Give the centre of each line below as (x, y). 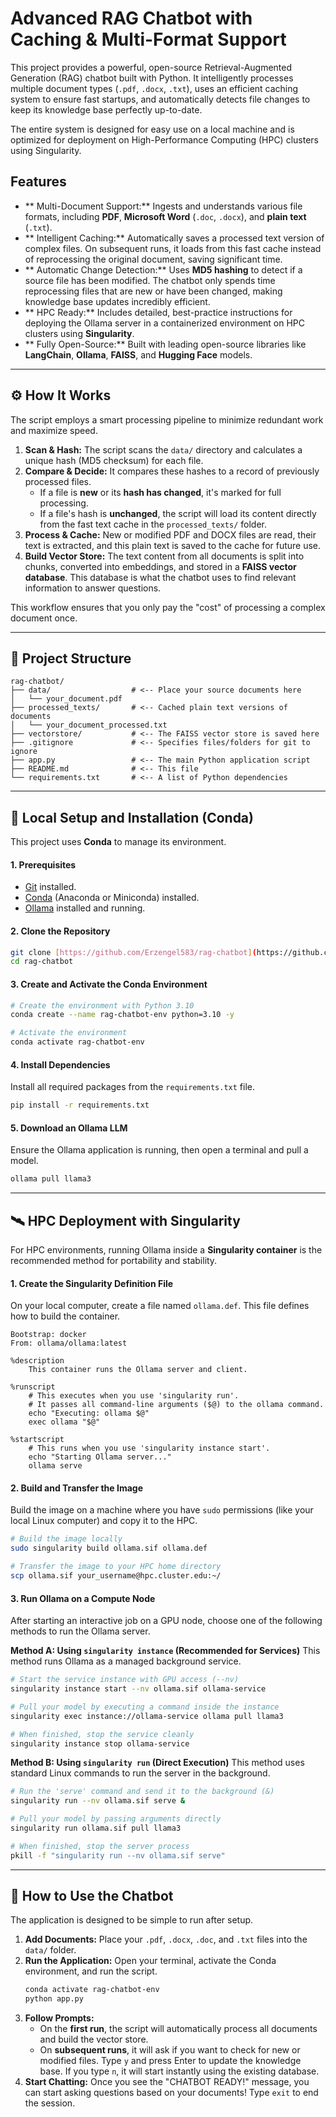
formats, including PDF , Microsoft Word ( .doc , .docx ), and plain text (165, 216)
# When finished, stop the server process (100, 1846)
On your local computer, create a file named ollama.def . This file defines (160, 1306)
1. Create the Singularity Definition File (92, 1283)
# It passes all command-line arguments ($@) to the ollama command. (176, 1405)
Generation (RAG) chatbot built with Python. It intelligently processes (152, 78)
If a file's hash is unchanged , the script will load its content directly (178, 513)
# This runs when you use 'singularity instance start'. (149, 1448)
